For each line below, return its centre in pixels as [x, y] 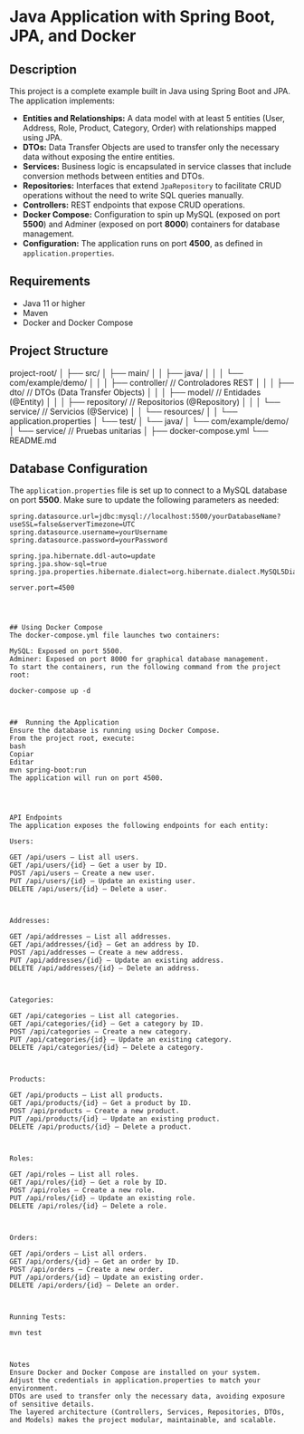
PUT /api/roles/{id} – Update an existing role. [103, 1198]
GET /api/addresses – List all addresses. [90, 937]
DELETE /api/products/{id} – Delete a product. [101, 1127]
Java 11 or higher [54, 303]
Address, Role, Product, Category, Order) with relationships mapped [149, 128]
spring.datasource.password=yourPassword [89, 541]
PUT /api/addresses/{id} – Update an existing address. [117, 961]
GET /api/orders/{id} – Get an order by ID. [95, 1262]
